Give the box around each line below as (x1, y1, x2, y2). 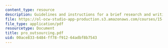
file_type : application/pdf (5, 21, 64, 26)
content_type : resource (5, 7, 55, 12)
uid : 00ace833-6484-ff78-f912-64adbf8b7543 (5, 35, 97, 40)
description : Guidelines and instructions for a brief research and (5, 12, 151, 17)
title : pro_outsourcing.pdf (5, 30, 64, 35)
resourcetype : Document (5, 26, 55, 31)
